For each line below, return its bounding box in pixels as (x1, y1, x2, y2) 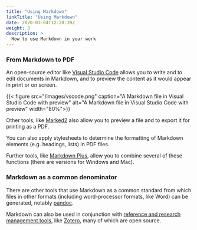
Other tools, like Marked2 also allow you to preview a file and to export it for (6, 117, 191, 124)
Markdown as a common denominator (6, 173, 117, 182)
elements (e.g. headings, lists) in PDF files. (6, 141, 110, 148)
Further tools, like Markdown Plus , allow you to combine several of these (6, 152, 183, 159)
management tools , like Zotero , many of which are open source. (6, 216, 162, 224)
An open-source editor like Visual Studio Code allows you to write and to (6, 69, 183, 76)
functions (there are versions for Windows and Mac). (6, 159, 134, 166)
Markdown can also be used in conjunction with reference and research (6, 211, 181, 218)
